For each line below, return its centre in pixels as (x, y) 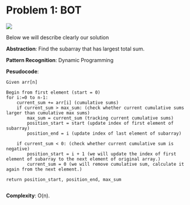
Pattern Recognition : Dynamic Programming (60, 60)
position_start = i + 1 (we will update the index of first (102, 154)
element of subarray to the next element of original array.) (83, 159)
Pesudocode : (23, 71)
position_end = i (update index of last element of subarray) (104, 133)
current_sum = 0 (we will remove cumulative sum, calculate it (106, 164)
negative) (18, 149)
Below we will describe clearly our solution (58, 37)
